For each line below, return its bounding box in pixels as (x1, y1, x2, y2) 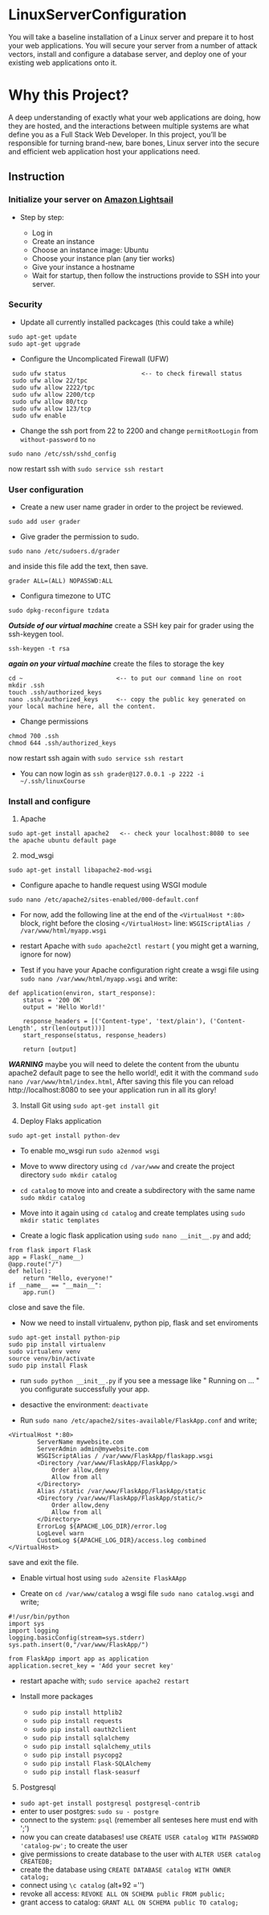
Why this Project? (8, 86, 129, 104)
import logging (8, 1627, 59, 1635)
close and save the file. (8, 1303, 85, 1313)
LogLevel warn (37, 1529, 84, 1537)
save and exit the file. (8, 1558, 79, 1567)
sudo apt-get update (8, 333, 78, 341)
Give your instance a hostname (31, 262, 135, 272)
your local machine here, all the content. (8, 703, 157, 711)
